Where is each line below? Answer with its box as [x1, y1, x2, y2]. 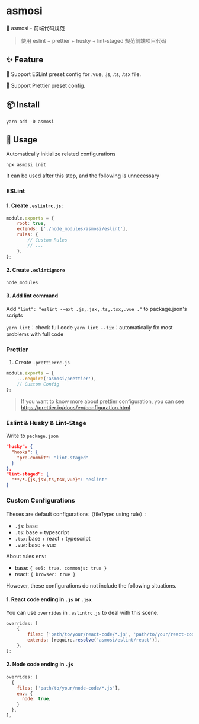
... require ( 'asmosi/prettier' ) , [17, 376, 97, 382]
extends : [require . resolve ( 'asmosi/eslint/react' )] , [27, 637, 161, 643]
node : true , [21, 696, 52, 702]
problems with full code [6, 331, 64, 338]
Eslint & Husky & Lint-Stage [6, 418, 87, 427]
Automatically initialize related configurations [6, 150, 116, 158]
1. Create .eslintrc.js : [6, 202, 63, 209]
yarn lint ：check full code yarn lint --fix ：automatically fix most [6, 323, 173, 331]
